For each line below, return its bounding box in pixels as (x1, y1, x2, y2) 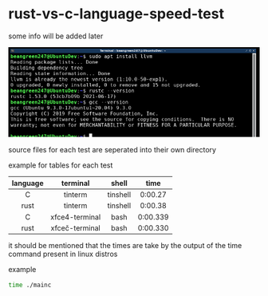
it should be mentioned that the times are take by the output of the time (8, 241, 242, 251)
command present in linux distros (8, 249, 118, 259)
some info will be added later (8, 31, 104, 41)
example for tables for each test (8, 160, 113, 170)
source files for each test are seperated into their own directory (8, 145, 217, 155)
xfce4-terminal (50, 212, 101, 222)
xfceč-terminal (50, 223, 101, 232)
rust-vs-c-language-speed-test (8, 5, 225, 23)
